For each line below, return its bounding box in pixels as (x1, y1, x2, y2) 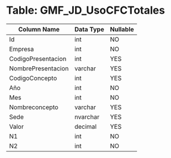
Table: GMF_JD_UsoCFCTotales (6, 4, 165, 17)
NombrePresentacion (9, 64, 69, 72)
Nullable (110, 25, 134, 33)
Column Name (18, 25, 60, 33)
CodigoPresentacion (9, 54, 67, 63)
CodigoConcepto (9, 74, 58, 82)
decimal (74, 122, 97, 131)
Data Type (74, 25, 104, 33)
